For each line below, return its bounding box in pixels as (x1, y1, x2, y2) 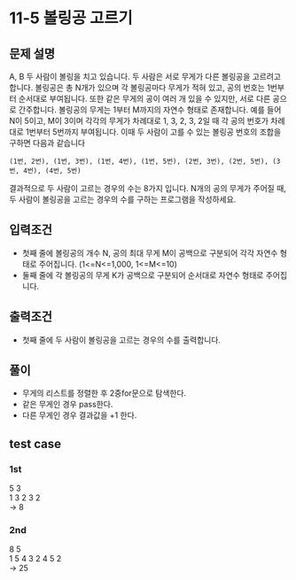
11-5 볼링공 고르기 (9, 8, 133, 28)
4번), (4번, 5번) (23, 166, 82, 175)
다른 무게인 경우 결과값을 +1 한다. (21, 410, 137, 421)
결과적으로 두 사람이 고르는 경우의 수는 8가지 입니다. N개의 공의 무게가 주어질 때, (9, 183, 286, 193)
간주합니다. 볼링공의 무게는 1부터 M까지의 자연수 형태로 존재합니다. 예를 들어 (18, 104, 282, 115)
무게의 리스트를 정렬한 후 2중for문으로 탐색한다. (21, 388, 187, 398)
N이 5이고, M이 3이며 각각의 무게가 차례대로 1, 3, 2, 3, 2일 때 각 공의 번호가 (9, 116, 269, 126)
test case (9, 436, 62, 452)
